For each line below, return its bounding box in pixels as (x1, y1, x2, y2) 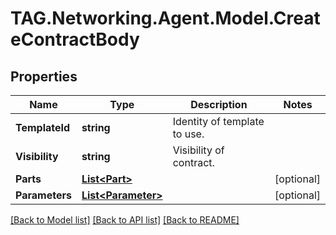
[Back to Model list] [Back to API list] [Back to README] (10, 214, 240, 226)
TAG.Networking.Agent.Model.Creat (10, 7, 321, 30)
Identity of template (172, 115, 265, 128)
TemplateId (15, 121, 71, 134)
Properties (10, 68, 78, 85)
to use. (172, 127, 205, 141)
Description (190, 98, 248, 111)
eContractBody (10, 28, 140, 51)
